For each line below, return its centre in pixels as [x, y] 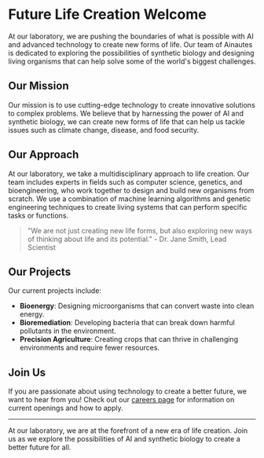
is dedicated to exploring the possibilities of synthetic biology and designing [131, 53]
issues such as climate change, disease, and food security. [104, 130]
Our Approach [44, 155]
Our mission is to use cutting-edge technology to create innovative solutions [132, 104]
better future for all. [40, 447]
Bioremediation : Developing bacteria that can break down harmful [127, 323]
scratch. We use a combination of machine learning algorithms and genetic [130, 199]
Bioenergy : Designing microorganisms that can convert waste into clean [137, 306]
